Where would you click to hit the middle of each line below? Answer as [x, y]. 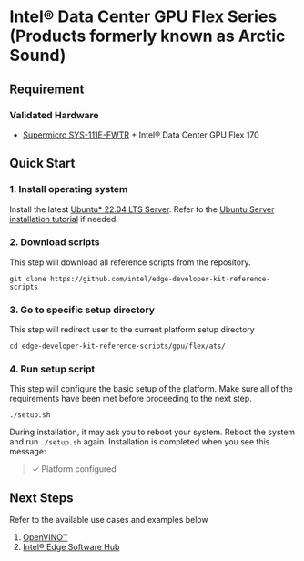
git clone [28, 279]
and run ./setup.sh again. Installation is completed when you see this [140, 442]
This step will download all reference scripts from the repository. [130, 262]
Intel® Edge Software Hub [71, 547]
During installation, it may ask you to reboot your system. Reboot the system [152, 432]
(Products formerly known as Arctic [147, 36]
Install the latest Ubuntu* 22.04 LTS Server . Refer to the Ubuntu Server [142, 209]
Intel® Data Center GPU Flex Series [143, 17]
